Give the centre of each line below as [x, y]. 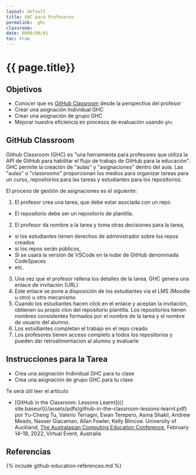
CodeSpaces [30, 261]
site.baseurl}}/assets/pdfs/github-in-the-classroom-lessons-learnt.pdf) [101, 408]
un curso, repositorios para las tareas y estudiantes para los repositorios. [94, 179]
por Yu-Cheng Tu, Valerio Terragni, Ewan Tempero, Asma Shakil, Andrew [102, 415]
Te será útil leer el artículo [37, 391]
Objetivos [24, 89]
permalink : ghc [26, 22]
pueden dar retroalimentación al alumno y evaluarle [77, 341]
